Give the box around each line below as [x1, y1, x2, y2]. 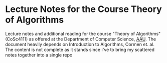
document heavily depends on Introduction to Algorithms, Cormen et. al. [5, 41, 154, 47]
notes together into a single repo [5, 51, 73, 58]
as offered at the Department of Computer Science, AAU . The [29, 36, 156, 42]
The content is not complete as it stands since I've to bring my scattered [5, 46, 154, 52]
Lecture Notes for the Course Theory [5, 3, 162, 15]
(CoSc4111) [5, 36, 28, 42]
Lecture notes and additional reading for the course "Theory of [5, 30, 135, 36]
